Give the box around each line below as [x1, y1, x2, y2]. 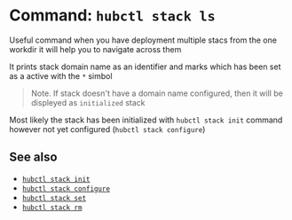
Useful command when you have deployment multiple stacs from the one [9, 35, 278, 45]
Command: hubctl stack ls [9, 5, 216, 26]
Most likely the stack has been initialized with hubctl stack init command [9, 114, 283, 125]
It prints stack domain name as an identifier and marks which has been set [9, 61, 281, 72]
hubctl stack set [21, 193, 87, 202]
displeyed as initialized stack [30, 97, 146, 107]
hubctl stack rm [21, 203, 83, 212]
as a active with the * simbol [9, 70, 113, 81]
